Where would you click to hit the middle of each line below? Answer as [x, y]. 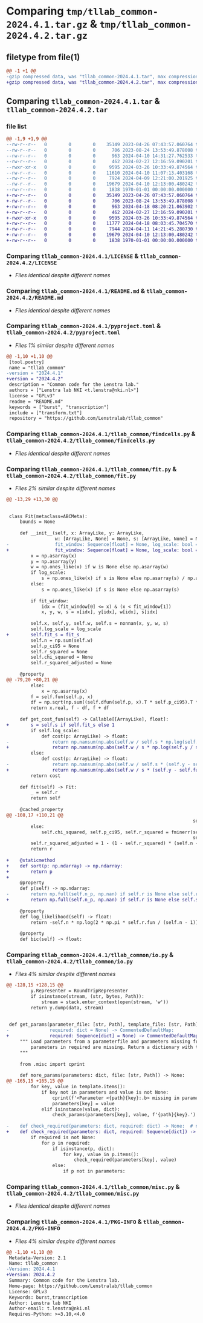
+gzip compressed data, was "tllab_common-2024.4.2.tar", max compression [102, 82]
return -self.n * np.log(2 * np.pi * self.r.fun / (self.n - [109, 922]
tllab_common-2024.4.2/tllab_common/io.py [69, 961]
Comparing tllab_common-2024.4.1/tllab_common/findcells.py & [101, 434]
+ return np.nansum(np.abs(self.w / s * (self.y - [92, 770]
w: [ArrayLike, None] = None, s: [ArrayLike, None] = [124, 539]
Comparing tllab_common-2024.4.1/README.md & [76, 291]
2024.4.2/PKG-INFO [33, 1229]
